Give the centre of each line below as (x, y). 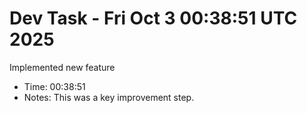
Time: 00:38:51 (54, 86)
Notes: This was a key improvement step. (109, 97)
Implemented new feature (62, 67)
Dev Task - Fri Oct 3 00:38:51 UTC (153, 18)
